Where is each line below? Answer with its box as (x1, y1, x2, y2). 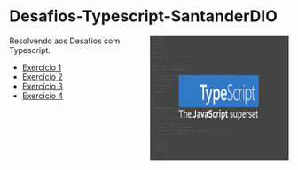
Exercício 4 (21, 90, 64, 101)
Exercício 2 (21, 71, 64, 81)
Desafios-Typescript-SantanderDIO (9, 6, 278, 27)
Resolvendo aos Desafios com (9, 35, 121, 46)
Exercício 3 (21, 81, 64, 91)
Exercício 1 (21, 62, 62, 73)
